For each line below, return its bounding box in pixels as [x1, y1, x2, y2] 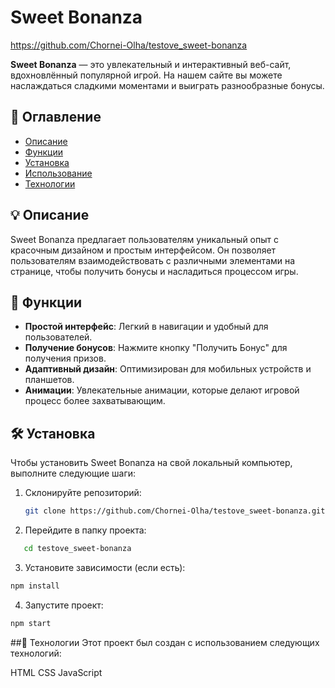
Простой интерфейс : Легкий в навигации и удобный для [24, 321, 269, 333]
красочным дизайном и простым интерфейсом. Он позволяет [10, 244, 277, 256]
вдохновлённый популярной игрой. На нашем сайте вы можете [10, 69, 283, 81]
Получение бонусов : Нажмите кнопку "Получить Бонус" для [24, 342, 288, 354]
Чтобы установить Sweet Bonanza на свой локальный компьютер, [10, 457, 293, 469]
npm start [10, 618, 52, 628]
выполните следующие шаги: [10, 467, 137, 480]
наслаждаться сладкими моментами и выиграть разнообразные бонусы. [10, 79, 325, 91]
